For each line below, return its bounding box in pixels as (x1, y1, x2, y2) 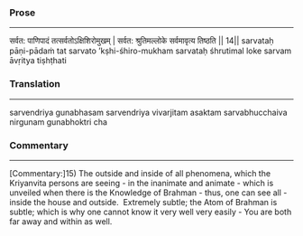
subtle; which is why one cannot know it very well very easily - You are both (9, 206, 292, 217)
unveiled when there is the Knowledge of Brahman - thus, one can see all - (9, 187, 288, 198)
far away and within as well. (9, 215, 113, 227)
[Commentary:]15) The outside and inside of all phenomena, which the (9, 167, 271, 178)
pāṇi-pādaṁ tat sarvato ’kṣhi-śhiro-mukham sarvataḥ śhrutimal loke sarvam (9, 45, 292, 56)
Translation (9, 78, 60, 90)
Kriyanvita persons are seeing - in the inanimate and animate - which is (9, 177, 274, 188)
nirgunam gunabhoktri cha (9, 116, 108, 127)
